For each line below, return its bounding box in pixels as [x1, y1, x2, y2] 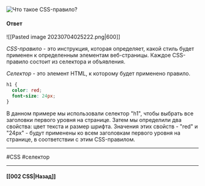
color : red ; [12, 87, 43, 94]
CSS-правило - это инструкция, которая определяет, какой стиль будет [6, 45, 195, 52]
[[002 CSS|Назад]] [6, 173, 56, 180]
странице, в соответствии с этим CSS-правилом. [6, 135, 135, 143]
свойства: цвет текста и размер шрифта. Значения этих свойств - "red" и [6, 123, 198, 130]
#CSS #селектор [6, 153, 50, 160]
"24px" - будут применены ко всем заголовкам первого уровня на [6, 129, 181, 137]
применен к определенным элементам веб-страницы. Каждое [6, 52, 171, 59]
